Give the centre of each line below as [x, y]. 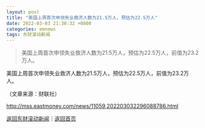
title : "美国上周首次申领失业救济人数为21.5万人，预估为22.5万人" [82, 18]
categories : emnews [31, 29]
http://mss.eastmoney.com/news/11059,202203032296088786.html [92, 106]
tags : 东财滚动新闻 [28, 35]
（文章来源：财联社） [33, 94]
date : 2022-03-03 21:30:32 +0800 [49, 23]
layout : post [23, 12]
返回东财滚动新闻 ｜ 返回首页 [41, 119]
